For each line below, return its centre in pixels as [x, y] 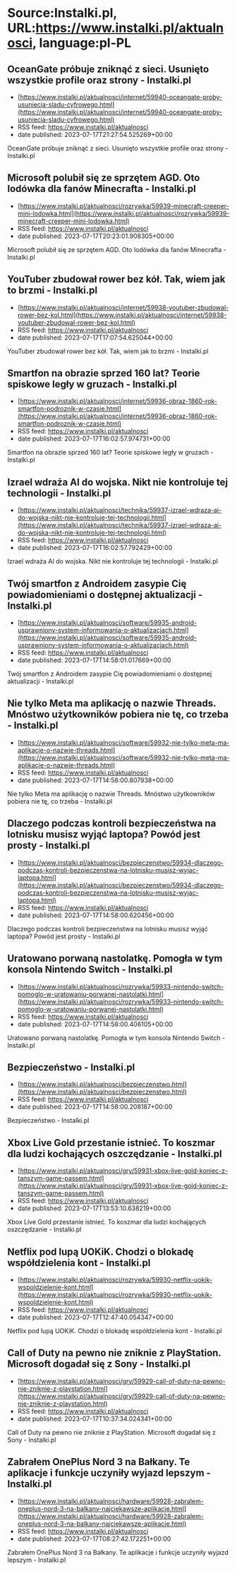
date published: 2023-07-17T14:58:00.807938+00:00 [96, 780]
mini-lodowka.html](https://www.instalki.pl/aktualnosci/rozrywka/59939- [123, 213]
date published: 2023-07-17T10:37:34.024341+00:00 [95, 1418]
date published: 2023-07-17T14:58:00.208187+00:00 [95, 1107]
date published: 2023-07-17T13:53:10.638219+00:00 [94, 1208]
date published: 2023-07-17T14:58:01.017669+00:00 [94, 660]
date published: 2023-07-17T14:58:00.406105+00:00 [95, 1024]
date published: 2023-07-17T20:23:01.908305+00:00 [96, 236]
